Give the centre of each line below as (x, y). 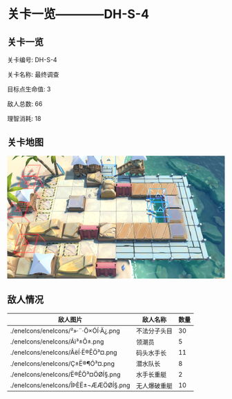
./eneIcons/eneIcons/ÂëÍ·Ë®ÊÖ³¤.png (64, 353)
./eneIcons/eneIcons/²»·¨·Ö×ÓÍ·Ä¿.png (65, 331)
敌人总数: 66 (25, 104)
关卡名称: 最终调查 (33, 74)
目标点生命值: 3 (29, 89)
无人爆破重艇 (154, 385)
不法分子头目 (154, 331)
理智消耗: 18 (24, 119)
